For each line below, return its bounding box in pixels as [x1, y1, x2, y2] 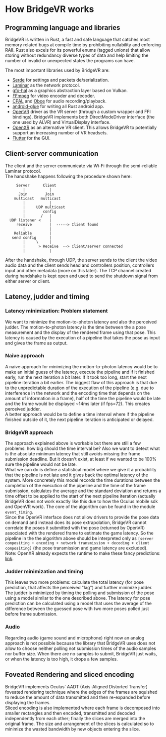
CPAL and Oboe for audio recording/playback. [12, 98, 107, 104]
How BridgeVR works [5, 3, 94, 15]
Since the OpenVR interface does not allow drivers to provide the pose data [5, 514, 160, 521]
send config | [11, 235, 52, 240]
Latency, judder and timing [5, 293, 90, 301]
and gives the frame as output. [5, 340, 68, 346]
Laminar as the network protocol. [12, 82, 80, 88]
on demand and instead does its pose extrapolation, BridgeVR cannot [5, 520, 147, 526]
